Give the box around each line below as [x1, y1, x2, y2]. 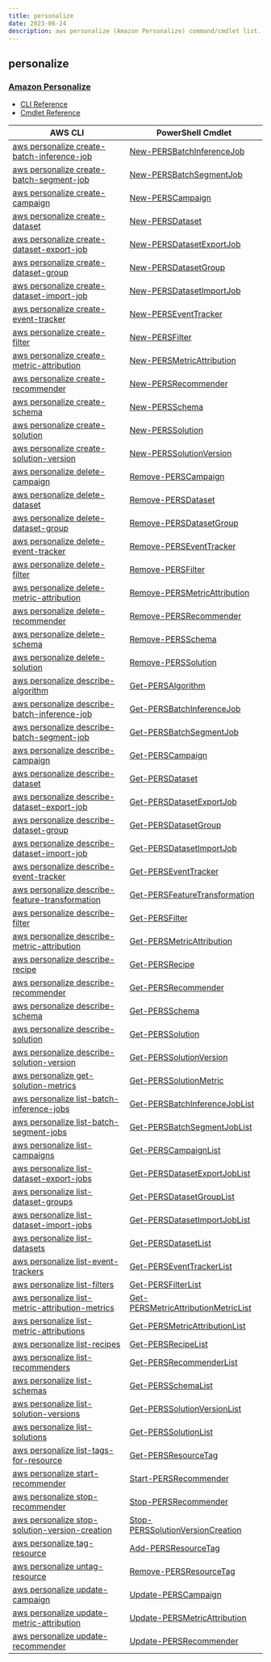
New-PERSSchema [129, 402, 204, 413]
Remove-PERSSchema [129, 633, 217, 645]
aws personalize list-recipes [12, 1339, 121, 1350]
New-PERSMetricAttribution [129, 355, 236, 366]
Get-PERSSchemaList [129, 1380, 214, 1391]
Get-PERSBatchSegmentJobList [129, 1121, 252, 1133]
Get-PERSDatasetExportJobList [129, 1168, 251, 1180]
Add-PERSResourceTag [129, 1542, 220, 1554]
